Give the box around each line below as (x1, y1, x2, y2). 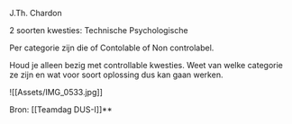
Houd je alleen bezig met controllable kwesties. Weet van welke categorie (9, 60, 284, 70)
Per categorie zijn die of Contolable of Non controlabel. (9, 42, 214, 53)
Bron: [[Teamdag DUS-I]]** (9, 104, 113, 115)
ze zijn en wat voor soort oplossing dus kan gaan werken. (9, 69, 224, 80)
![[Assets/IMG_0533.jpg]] (9, 87, 104, 97)
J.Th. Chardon (9, 8, 63, 18)
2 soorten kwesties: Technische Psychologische (9, 25, 188, 35)
